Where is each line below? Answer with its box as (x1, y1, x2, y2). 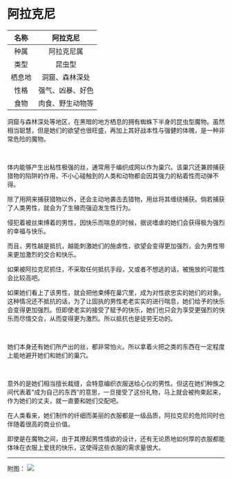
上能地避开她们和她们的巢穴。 (7, 351, 92, 359)
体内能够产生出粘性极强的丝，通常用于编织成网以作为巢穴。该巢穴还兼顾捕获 (7, 163, 225, 171)
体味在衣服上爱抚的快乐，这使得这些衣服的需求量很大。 (7, 443, 164, 451)
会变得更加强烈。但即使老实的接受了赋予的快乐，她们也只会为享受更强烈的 (7, 305, 219, 314)
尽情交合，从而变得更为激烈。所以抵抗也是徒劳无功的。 (19, 314, 177, 323)
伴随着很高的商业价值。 (7, 419, 74, 428)
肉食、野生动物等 (38, 98, 95, 108)
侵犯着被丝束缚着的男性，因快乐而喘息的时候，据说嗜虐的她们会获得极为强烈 (7, 218, 225, 226)
